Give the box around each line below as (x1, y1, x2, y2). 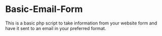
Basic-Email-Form (5, 3, 83, 15)
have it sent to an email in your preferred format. (5, 25, 106, 31)
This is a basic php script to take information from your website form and (5, 20, 157, 26)
